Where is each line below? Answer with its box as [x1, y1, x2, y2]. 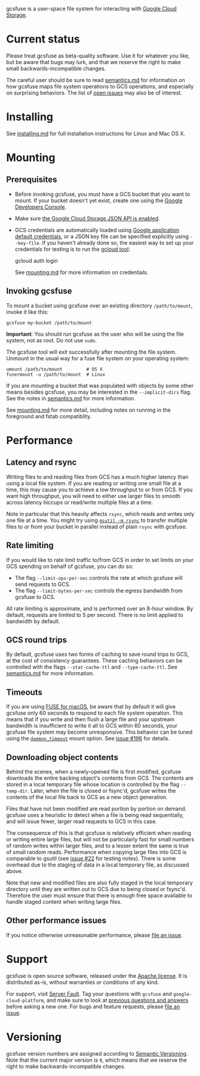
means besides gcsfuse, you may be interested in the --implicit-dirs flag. [6, 388, 192, 396]
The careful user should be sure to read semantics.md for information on [6, 76, 185, 83]
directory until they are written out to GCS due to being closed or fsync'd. [6, 885, 187, 892]
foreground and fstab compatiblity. [6, 412, 92, 420]
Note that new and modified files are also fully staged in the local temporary [6, 879, 193, 886]
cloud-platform [6, 998, 44, 1004]
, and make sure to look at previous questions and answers [44, 996, 189, 1004]
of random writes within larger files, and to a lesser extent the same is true [6, 842, 189, 849]
